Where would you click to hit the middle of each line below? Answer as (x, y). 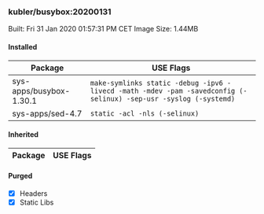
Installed (23, 46)
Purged (20, 176)
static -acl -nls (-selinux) (145, 113)
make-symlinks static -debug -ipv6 (157, 83)
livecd (103, 90)
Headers (33, 193)
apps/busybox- (41, 90)
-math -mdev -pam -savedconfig (177, 90)
